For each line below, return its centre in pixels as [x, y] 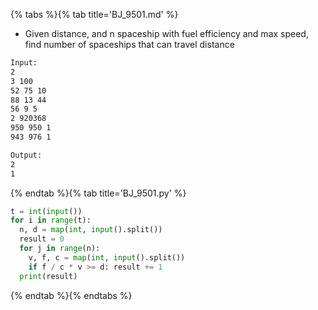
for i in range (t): [51, 220]
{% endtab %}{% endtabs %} [71, 295]
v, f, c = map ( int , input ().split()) [107, 257]
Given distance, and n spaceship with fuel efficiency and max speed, [166, 33]
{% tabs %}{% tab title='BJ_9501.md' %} [94, 14]
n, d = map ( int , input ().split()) [91, 230]
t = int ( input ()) [46, 211]
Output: [26, 155]
